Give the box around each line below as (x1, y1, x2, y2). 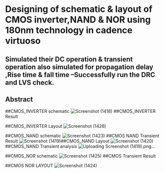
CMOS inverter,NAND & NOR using (5, 14, 151, 25)
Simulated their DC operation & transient (5, 55, 133, 63)
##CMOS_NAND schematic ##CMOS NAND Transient (5, 133, 160, 139)
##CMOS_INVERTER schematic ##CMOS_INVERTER (5, 108, 156, 114)
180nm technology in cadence (5, 25, 133, 36)
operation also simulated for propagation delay (5, 63, 154, 71)
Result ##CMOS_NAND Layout (5, 138, 110, 144)
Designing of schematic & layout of (5, 3, 153, 15)
